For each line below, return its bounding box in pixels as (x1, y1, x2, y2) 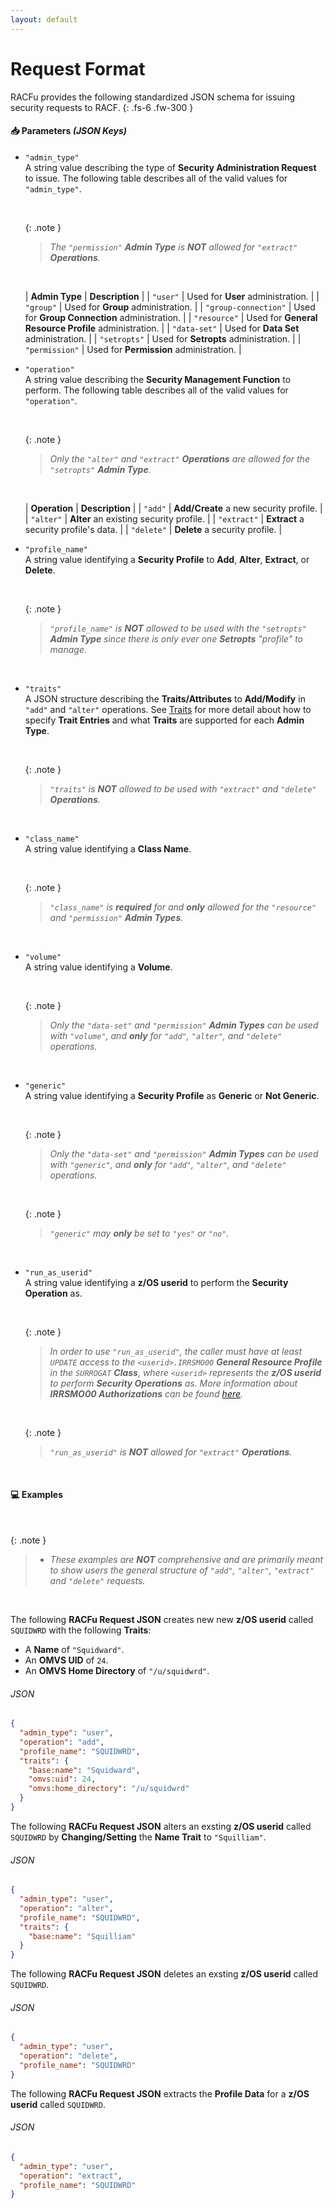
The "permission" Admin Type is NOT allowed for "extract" (49, 241, 298, 253)
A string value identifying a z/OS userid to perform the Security (24, 1276, 289, 1288)
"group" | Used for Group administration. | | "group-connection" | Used (24, 301, 316, 313)
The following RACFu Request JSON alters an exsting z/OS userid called (10, 1820, 312, 1832)
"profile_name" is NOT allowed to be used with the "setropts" (49, 622, 307, 634)
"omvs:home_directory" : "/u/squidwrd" (28, 1784, 190, 1794)
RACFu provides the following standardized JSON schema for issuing (10, 91, 296, 103)
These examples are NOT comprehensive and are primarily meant (49, 1553, 324, 1565)
